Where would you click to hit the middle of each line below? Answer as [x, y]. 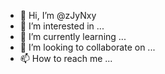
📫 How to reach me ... [66, 58]
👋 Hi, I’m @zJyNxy [58, 15]
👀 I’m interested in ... [62, 26]
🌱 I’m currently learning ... [73, 36]
